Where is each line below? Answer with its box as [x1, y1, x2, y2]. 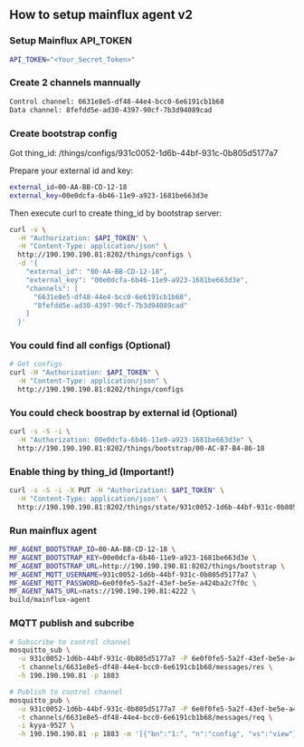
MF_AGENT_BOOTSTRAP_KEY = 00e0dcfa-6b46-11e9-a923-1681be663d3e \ [9, 553, 257, 562]
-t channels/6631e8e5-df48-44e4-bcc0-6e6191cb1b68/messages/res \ [17, 663, 273, 672]
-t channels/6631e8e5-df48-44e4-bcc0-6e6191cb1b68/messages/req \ [17, 713, 273, 722]
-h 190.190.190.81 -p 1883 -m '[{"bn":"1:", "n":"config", [17, 730, 245, 739]
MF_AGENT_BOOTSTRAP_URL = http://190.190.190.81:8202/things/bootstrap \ [9, 561, 285, 570]
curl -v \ [9, 225, 47, 234]
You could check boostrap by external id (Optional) [9, 406, 238, 419]
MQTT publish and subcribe [9, 616, 135, 629]
